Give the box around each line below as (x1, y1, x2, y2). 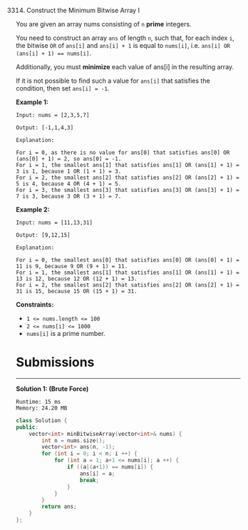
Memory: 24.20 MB (16, 404, 68, 412)
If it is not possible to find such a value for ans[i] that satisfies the (16, 76, 210, 85)
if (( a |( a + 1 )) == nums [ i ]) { (66, 464, 154, 471)
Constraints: (16, 300, 54, 309)
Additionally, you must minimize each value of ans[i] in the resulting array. (16, 63, 234, 71)
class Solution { (16, 417, 68, 424)
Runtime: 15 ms (16, 398, 61, 405)
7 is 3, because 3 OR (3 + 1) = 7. (16, 193, 122, 200)
